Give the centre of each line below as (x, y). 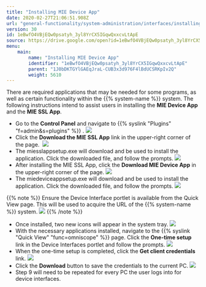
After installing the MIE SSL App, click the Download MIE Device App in (105, 165)
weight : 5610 (45, 75)
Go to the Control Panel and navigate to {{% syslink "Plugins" (93, 124)
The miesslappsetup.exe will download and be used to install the (97, 151)
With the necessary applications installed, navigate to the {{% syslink (102, 231)
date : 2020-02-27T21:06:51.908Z (48, 18)
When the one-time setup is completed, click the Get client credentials (105, 251)
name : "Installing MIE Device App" (74, 58)
